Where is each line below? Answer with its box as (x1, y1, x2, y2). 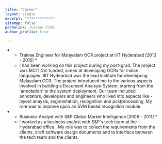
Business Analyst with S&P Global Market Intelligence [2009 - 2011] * (19, 114, 158, 119)
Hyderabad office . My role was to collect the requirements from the (19, 124, 155, 130)
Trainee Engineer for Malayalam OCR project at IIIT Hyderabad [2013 (19, 52, 157, 58)
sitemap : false (5, 20, 36, 26)
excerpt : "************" (5, 16, 55, 21)
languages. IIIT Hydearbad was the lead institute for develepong (19, 73, 148, 78)
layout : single (5, 12, 36, 16)
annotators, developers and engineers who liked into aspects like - (19, 93, 153, 99)
